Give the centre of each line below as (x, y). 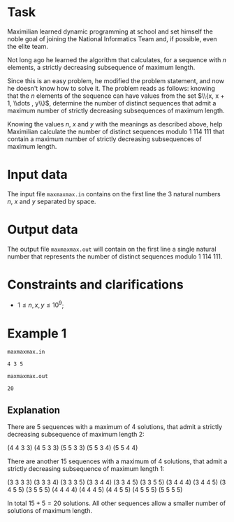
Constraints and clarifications (95, 284)
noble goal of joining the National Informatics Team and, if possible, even (112, 38)
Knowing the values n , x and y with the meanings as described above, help (115, 124)
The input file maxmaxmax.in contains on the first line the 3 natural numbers (114, 194)
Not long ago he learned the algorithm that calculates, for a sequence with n (117, 59)
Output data (43, 230)
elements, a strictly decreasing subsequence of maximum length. (101, 67)
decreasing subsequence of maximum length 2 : (76, 435)
